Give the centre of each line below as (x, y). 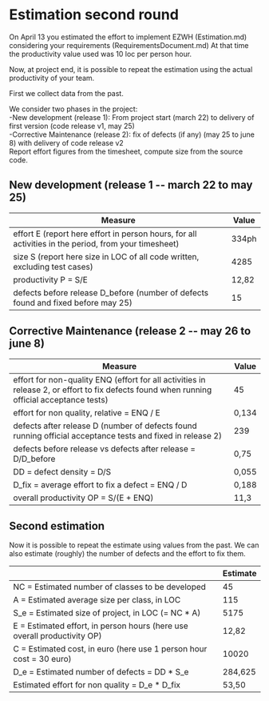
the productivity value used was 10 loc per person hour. (101, 54)
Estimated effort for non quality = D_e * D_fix (97, 685)
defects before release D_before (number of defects (111, 292)
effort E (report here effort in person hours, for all (105, 234)
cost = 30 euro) (42, 659)
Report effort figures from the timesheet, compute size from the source (126, 151)
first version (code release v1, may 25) (72, 126)
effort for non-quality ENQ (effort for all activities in (109, 379)
